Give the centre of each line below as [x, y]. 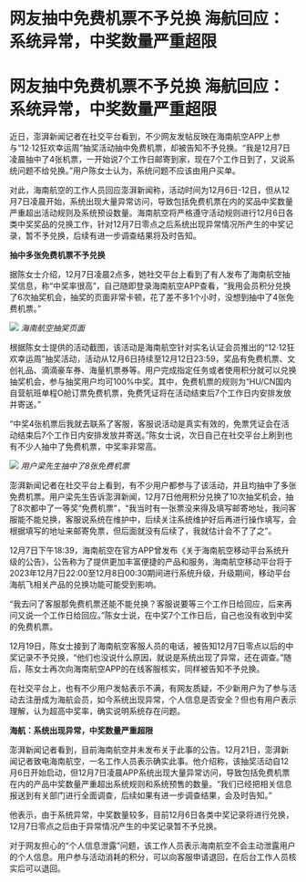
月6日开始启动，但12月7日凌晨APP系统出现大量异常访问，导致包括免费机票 [150, 773]
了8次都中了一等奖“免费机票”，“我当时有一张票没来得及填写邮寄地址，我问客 [153, 508]
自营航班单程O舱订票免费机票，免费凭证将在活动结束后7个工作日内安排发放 [150, 393]
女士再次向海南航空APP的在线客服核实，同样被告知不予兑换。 [149, 669]
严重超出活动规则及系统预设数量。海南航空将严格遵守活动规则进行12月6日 [148, 213]
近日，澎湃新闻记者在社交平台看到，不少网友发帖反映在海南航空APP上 [141, 137]
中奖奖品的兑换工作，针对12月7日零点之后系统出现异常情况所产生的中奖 [151, 224]
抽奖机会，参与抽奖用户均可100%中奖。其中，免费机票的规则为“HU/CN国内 [151, 382]
